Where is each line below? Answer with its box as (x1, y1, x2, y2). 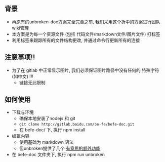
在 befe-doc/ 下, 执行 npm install (19, 127, 85, 133)
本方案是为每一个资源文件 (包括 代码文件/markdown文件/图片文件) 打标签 (11, 31, 161, 37)
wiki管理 (11, 25, 29, 31)
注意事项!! (4, 53, 36, 62)
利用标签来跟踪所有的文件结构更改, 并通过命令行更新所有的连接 (11, 37, 140, 43)
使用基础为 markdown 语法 (19, 139, 74, 145)
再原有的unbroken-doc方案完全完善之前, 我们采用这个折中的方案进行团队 (11, 19, 161, 25)
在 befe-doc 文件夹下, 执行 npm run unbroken (11, 152, 105, 158)
